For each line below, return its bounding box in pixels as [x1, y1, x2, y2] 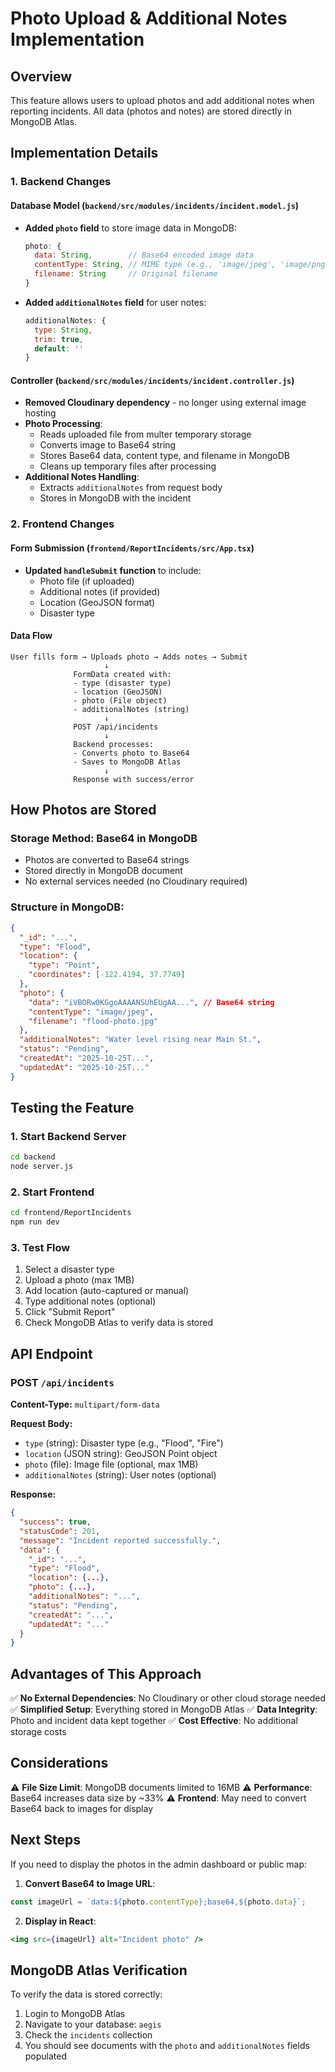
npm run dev [10, 1217, 60, 1227]
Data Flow [10, 630, 53, 642]
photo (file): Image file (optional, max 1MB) [24, 1458, 199, 1471]
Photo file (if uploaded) [39, 575, 135, 587]
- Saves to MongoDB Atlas [73, 757, 182, 767]
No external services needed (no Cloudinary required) [24, 875, 248, 887]
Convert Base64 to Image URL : [24, 1877, 156, 1889]
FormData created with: [73, 669, 172, 679]
